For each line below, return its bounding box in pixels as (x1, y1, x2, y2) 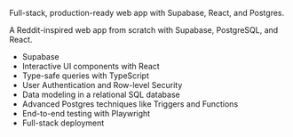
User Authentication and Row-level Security (21, 80, 183, 90)
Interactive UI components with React (21, 61, 160, 71)
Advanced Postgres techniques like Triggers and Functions (21, 99, 239, 109)
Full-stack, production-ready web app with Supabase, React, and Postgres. (9, 8, 285, 18)
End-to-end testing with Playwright (21, 109, 151, 118)
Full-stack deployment (21, 117, 105, 128)
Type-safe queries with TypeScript (21, 70, 149, 81)
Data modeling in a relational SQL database (21, 89, 180, 100)
